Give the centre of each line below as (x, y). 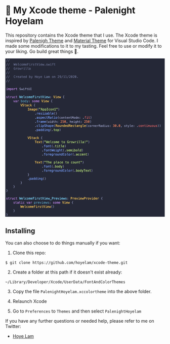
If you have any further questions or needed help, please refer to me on (80, 321)
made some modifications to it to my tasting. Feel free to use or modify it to (83, 46)
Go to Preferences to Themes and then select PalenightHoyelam (77, 311)
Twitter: (13, 326)
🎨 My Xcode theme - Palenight (70, 10)
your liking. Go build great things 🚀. (42, 51)
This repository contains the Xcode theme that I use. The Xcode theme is (81, 35)
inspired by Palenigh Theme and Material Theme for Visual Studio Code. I (82, 41)
